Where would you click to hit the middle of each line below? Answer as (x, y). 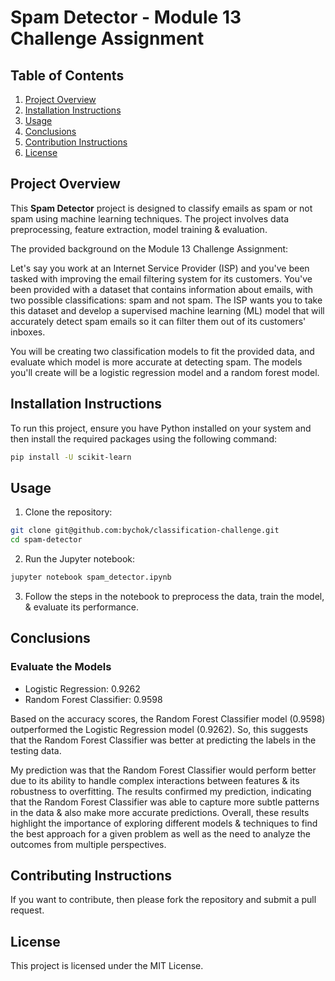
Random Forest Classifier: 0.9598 (93, 699)
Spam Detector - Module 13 (126, 17)
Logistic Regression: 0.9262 (82, 688)
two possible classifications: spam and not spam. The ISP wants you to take (166, 300)
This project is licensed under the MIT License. (107, 966)
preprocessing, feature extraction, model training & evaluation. (139, 229)
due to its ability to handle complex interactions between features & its (155, 780)
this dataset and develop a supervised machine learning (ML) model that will (167, 310)
